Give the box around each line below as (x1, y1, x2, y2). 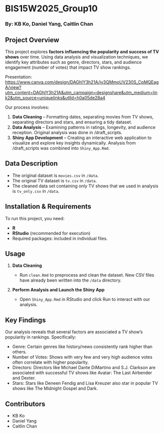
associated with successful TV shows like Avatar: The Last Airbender (12, 370, 152, 376)
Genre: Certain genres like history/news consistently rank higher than (12, 344, 153, 349)
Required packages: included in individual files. (12, 235, 108, 241)
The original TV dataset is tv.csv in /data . (12, 177, 97, 183)
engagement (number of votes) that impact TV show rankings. (5, 64, 131, 70)
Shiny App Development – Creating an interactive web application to (12, 135, 152, 141)
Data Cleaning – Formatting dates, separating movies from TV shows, (12, 114, 154, 119)
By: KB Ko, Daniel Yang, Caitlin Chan (5, 21, 93, 28)
